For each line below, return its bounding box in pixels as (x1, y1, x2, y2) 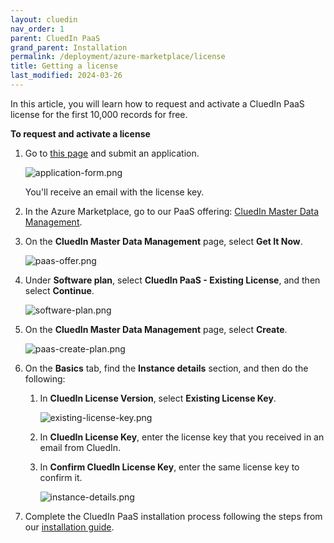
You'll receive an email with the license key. (24, 186, 205, 198)
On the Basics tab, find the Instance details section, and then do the (24, 362, 309, 374)
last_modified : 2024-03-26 (10, 71, 123, 81)
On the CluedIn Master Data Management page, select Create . (24, 323, 288, 335)
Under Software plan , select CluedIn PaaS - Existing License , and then (24, 274, 321, 286)
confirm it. (39, 471, 83, 483)
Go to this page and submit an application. (24, 147, 200, 159)
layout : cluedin (10, 14, 78, 25)
